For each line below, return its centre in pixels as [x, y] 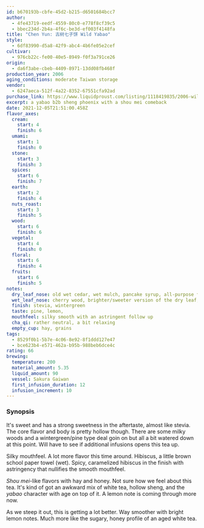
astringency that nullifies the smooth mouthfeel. [66, 469]
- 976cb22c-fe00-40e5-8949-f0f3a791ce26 [63, 57]
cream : [20, 119]
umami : [20, 136]
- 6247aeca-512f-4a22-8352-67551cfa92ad [63, 91]
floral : [22, 255]
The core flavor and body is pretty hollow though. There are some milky [96, 431]
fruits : [22, 272]
